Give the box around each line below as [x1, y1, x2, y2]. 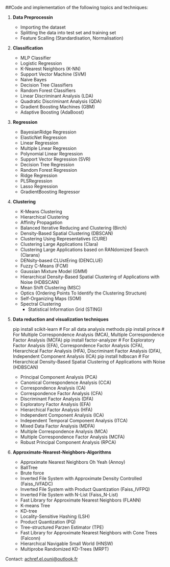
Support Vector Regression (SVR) [20, 156, 91, 162]
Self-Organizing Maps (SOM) [20, 296, 82, 301]
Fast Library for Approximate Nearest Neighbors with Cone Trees [20, 530, 157, 536]
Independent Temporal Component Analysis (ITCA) [20, 418, 128, 423]
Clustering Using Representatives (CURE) [20, 236, 108, 242]
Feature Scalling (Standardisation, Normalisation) [20, 35, 124, 41]
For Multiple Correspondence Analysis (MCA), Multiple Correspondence [12, 332, 165, 337]
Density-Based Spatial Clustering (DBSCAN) [20, 230, 113, 236]
